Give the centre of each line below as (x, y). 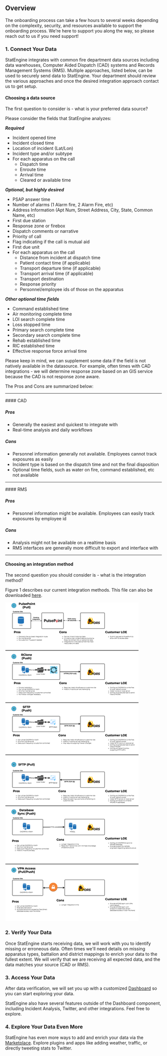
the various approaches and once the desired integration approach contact (82, 81)
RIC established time (33, 346)
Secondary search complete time (46, 335)
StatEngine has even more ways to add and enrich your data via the (74, 1038)
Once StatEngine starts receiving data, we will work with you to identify (78, 943)
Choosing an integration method (39, 564)
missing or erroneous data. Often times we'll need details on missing (75, 948)
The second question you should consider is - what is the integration (76, 575)
